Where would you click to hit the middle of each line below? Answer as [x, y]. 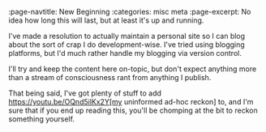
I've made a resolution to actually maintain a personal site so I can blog [127, 36]
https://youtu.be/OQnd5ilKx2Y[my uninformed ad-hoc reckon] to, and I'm [131, 102]
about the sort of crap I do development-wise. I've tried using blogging [127, 45]
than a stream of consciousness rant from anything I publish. [110, 77]
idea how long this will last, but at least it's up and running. [106, 20]
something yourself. [42, 119]
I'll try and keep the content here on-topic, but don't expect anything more [133, 69]
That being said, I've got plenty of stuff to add [85, 93]
